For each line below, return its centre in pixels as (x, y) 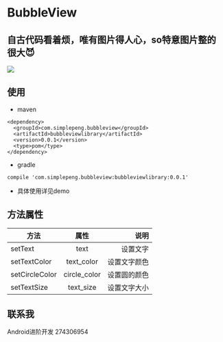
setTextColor (31, 261)
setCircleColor (34, 274)
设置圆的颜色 (128, 275)
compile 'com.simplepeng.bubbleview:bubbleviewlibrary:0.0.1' (98, 177)
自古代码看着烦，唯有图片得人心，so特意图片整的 (111, 39)
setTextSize (29, 287)
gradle (26, 164)
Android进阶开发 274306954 (48, 332)
